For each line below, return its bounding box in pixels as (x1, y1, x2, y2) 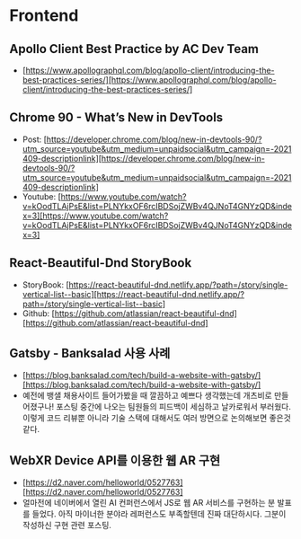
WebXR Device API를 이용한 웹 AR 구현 (9, 453, 221, 468)
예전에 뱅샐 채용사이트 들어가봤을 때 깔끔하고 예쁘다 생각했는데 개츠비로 (22, 390, 272, 401)
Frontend (9, 5, 79, 26)
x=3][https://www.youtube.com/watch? (22, 210, 169, 221)
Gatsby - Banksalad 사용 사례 (9, 346, 171, 361)
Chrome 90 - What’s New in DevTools (9, 110, 224, 126)
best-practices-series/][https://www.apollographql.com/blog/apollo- (22, 75, 277, 85)
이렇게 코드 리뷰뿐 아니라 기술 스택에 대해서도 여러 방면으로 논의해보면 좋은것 (22, 412, 292, 423)
